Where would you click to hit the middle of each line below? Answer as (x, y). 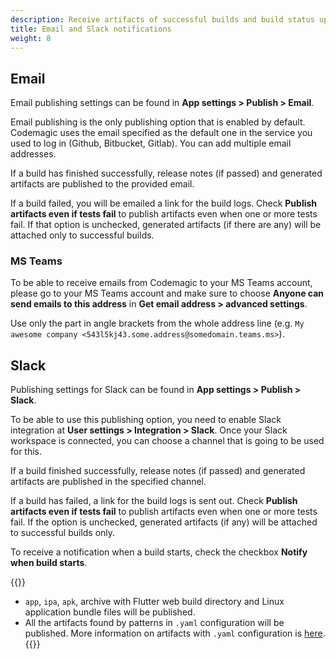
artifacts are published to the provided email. (102, 184)
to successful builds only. (63, 533)
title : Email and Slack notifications (91, 29)
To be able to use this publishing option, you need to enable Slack (146, 420)
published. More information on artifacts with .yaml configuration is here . (175, 633)
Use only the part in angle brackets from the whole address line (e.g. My (157, 323)
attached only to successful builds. (82, 235)
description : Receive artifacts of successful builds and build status (162, 19)
